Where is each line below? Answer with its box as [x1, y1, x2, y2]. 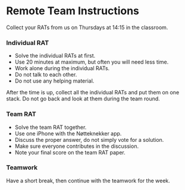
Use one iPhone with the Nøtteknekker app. [14, 129, 122, 137]
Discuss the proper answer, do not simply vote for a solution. [14, 136, 164, 143]
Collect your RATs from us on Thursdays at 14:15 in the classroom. [6, 24, 168, 31]
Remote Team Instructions [6, 4, 140, 18]
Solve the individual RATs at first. [14, 52, 96, 59]
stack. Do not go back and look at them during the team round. [6, 95, 161, 102]
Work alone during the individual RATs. [14, 65, 110, 72]
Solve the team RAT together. [14, 123, 87, 131]
